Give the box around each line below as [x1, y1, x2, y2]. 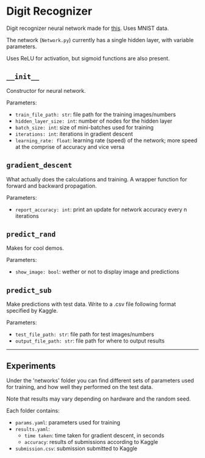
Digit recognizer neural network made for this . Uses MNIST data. [6, 24, 169, 32]
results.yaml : [15, 426, 50, 432]
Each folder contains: [6, 407, 60, 414]
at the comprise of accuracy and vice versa [15, 143, 125, 150]
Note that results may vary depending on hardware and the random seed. [6, 395, 191, 402]
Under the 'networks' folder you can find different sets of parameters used [6, 377, 194, 384]
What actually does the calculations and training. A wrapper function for [6, 175, 187, 183]
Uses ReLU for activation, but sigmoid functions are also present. [6, 54, 170, 62]
